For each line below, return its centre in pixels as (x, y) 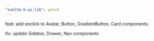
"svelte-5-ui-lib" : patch (32, 10)
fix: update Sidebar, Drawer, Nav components (52, 33)
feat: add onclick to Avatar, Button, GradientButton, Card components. (77, 24)
